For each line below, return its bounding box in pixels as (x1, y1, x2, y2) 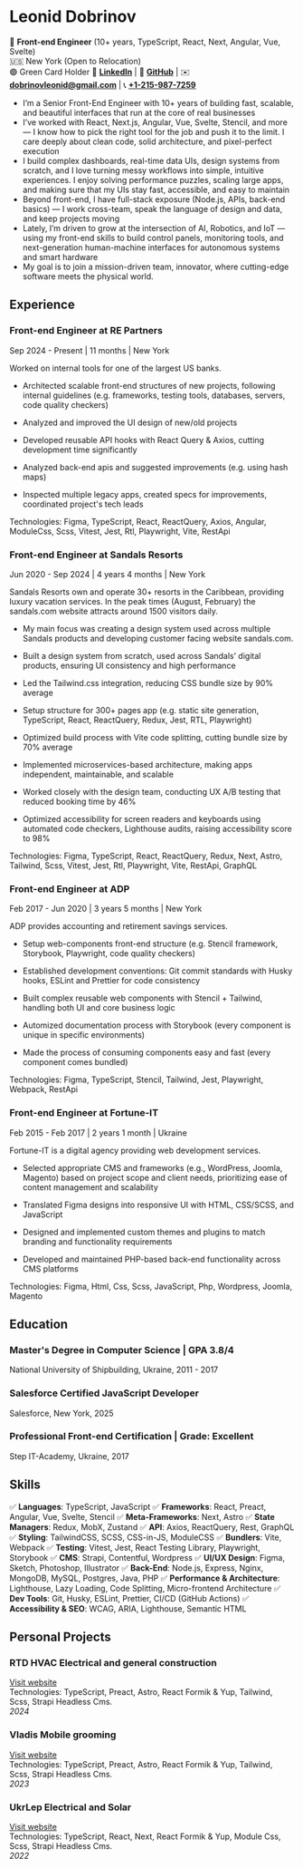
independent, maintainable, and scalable (22, 769, 175, 779)
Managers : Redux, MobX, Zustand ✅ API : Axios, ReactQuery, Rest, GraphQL (9, 1521, 295, 1533)
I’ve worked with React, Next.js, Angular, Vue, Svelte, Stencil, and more (22, 116, 288, 128)
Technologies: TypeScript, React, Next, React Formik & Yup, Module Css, (9, 1831, 281, 1842)
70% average (22, 741, 73, 752)
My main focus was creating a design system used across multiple (22, 623, 271, 634)
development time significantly (22, 444, 137, 455)
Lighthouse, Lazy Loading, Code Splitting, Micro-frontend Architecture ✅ (9, 1582, 281, 1593)
